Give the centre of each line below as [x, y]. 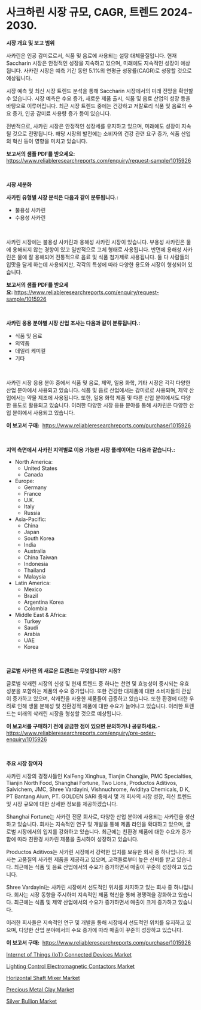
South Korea [39, 538]
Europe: [25, 481]
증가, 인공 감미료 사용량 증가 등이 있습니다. [62, 113]
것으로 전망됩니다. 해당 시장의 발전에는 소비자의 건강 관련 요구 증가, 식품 [96, 133]
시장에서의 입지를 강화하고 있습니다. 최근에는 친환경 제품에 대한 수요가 [99, 831]
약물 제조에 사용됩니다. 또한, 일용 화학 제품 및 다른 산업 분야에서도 [103, 397]
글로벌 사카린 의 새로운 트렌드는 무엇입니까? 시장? [64, 670]
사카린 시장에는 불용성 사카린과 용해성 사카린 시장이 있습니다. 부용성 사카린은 [96, 242]
